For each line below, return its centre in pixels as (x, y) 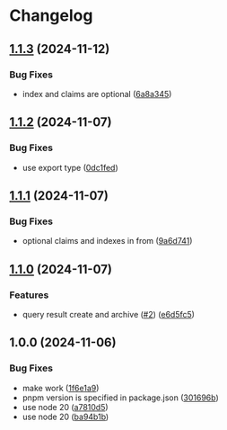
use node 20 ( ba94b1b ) (65, 417)
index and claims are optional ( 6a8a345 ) (97, 94)
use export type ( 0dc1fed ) (70, 167)
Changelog (51, 16)
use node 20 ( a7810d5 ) (65, 407)
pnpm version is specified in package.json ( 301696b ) (121, 398)
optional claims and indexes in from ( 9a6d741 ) (107, 241)
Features (29, 295)
